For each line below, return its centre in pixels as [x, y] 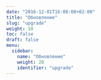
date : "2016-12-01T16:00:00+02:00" [51, 12]
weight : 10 [20, 29]
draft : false [23, 40]
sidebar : [23, 51]
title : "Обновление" [32, 17]
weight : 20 [31, 62]
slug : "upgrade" [26, 23]
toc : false [20, 34]
